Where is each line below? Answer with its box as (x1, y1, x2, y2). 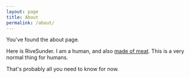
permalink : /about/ (6, 20, 55, 26)
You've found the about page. (6, 36, 79, 43)
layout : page (6, 8, 39, 15)
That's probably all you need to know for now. (6, 65, 119, 73)
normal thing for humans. (6, 54, 69, 61)
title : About (6, 14, 39, 20)
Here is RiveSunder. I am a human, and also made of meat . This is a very (6, 48, 185, 55)
